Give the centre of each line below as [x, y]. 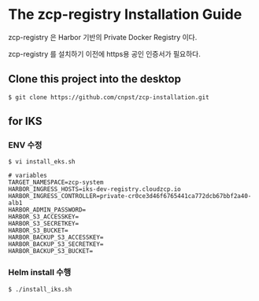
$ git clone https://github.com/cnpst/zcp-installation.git [109, 97]
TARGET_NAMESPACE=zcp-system [56, 182]
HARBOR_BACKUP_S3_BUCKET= [50, 251]
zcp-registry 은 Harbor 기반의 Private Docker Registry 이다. [103, 37]
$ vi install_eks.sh [42, 162]
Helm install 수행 [40, 273]
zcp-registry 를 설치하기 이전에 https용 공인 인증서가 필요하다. [104, 53]
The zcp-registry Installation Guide [125, 15]
